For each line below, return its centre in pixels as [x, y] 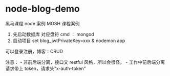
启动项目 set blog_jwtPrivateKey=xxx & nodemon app [69, 41]
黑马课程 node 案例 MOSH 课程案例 [42, 23]
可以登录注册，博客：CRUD [34, 51]
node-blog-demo [43, 9]
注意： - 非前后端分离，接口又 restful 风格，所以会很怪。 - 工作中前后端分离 [85, 62]
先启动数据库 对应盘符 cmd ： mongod [53, 34]
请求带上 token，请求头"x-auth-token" [46, 68]
